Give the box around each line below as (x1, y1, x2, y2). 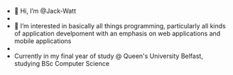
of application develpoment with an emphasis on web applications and (13, 29, 221, 37)
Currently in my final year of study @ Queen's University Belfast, (13, 52, 204, 60)
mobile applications (13, 37, 72, 45)
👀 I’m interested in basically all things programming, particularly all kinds (13, 22, 226, 30)
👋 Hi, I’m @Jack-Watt (13, 7, 77, 15)
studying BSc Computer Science (13, 59, 110, 67)
